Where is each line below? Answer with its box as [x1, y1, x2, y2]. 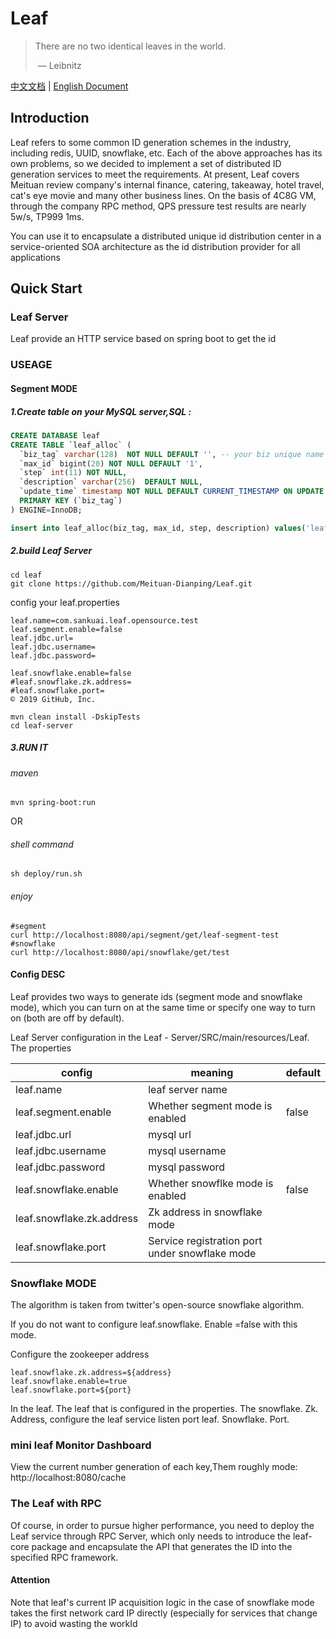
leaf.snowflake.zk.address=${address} [10, 1368, 172, 1378]
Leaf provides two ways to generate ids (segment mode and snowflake [10, 990, 303, 1002]
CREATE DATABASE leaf [10, 430, 101, 441]
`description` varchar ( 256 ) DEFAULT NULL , [19, 477, 203, 487]
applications [10, 251, 61, 263]
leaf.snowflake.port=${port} [10, 1385, 132, 1396]
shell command [10, 838, 74, 850]
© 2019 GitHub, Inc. [10, 694, 97, 704]
